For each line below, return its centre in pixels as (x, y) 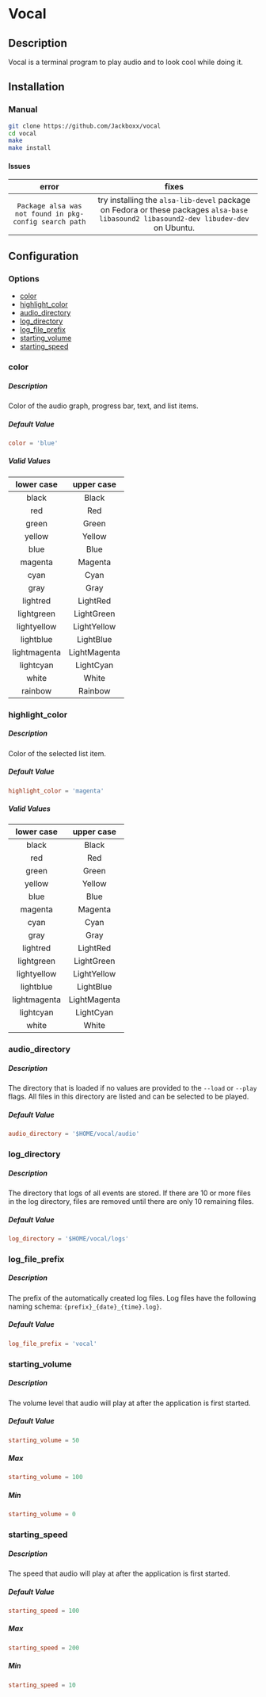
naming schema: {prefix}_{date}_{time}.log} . (85, 1306)
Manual (23, 109)
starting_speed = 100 (44, 1611)
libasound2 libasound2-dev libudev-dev (174, 219)
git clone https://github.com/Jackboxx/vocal (84, 126)
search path (63, 222)
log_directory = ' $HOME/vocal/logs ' (68, 1239)
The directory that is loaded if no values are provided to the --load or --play (133, 1088)
